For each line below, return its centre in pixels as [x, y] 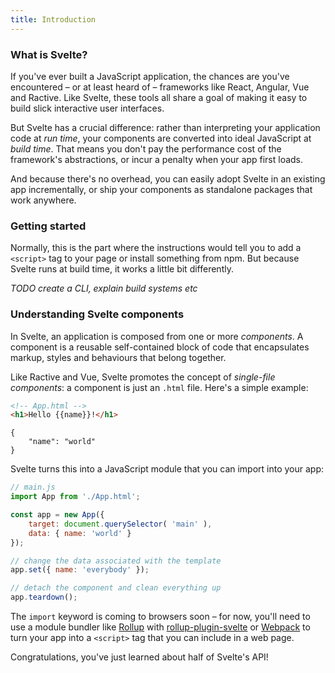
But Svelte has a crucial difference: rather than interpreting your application [165, 127]
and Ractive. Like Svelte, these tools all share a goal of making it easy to [159, 97]
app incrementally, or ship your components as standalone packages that [161, 189]
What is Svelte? [49, 54]
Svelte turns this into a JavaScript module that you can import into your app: [167, 469]
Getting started [48, 226]
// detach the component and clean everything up [116, 588]
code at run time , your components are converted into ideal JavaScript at [161, 138]
